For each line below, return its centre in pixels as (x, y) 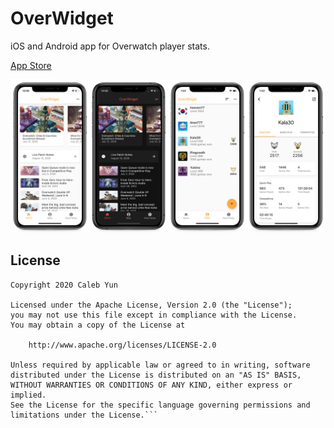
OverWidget (62, 18)
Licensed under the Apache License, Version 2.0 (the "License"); (151, 305)
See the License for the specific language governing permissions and (160, 405)
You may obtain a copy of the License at (98, 325)
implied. (28, 395)
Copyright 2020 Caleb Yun (64, 285)
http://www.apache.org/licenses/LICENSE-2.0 (122, 345)
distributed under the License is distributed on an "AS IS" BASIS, (156, 375)
